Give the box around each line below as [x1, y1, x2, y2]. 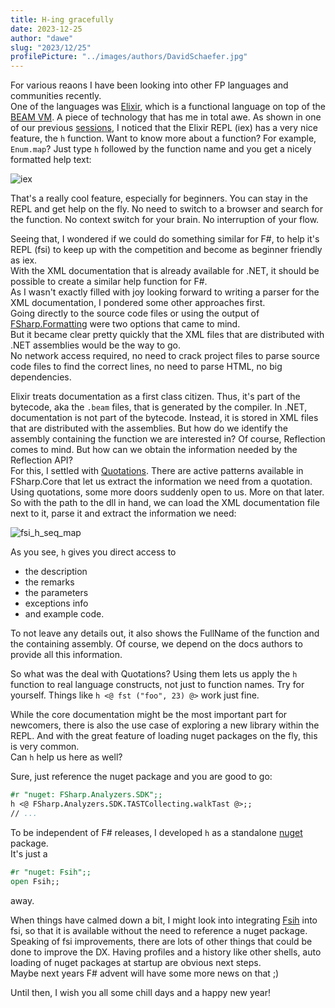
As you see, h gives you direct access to [10, 546, 177, 558]
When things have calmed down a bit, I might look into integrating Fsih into [10, 914, 318, 926]
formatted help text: [10, 154, 92, 166]
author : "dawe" [10, 33, 74, 43]
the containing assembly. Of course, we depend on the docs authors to [10, 638, 303, 650]
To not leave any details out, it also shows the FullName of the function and [10, 627, 320, 640]
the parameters [24, 587, 89, 599]
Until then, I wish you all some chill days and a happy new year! [10, 986, 272, 998]
